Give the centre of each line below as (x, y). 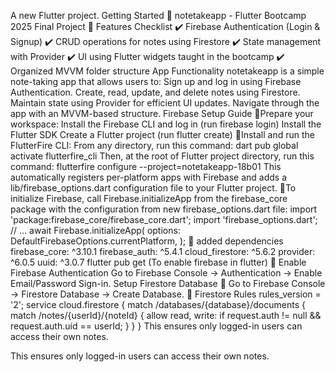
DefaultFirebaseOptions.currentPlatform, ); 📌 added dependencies (147, 241)
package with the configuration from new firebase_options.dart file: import (164, 209)
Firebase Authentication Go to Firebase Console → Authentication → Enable (166, 273)
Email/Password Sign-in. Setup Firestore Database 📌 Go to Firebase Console (168, 283)
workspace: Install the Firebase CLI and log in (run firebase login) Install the (166, 124)
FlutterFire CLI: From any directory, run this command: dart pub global (154, 145)
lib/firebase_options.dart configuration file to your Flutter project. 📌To (153, 188)
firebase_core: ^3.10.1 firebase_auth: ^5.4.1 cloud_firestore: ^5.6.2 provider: (163, 251)
